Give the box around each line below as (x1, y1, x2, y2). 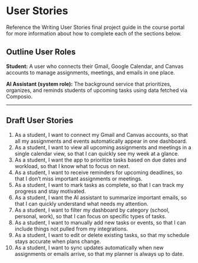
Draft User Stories (6, 116, 74, 126)
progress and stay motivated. (14, 188, 86, 195)
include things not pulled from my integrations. (14, 225, 128, 232)
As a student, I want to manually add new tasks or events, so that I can (14, 219, 186, 226)
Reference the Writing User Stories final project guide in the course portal (6, 24, 184, 31)
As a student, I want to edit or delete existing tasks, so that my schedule (14, 231, 190, 238)
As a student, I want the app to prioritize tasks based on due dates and (14, 156, 187, 163)
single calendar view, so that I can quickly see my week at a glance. (14, 150, 180, 157)
